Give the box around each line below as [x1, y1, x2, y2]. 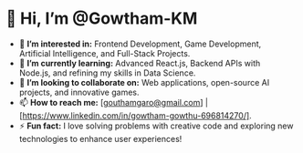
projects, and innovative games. [18, 87, 140, 97]
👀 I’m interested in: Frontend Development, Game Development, [18, 38, 262, 49]
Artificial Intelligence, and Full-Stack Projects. [18, 47, 191, 58]
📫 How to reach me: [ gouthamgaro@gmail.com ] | [18, 97, 209, 107]
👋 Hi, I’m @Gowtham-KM [5, 8, 198, 29]
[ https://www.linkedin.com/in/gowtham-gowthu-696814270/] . [18, 109, 252, 121]
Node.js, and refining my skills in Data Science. [18, 67, 196, 78]
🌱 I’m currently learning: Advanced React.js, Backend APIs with [18, 57, 261, 68]
